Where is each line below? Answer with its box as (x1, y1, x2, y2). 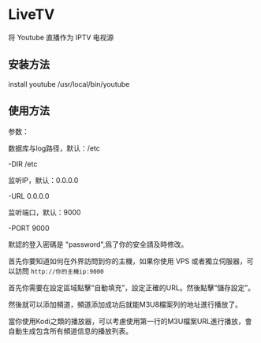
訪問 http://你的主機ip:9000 (14, 266, 104, 275)
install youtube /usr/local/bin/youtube (8, 79, 130, 88)
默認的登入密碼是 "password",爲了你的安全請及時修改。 (8, 239, 188, 249)
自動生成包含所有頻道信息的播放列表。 (8, 326, 132, 336)
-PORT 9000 (8, 223, 50, 233)
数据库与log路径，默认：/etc (8, 144, 101, 153)
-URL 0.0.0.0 (8, 191, 50, 200)
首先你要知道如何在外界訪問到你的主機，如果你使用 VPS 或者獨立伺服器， (8, 256, 247, 266)
